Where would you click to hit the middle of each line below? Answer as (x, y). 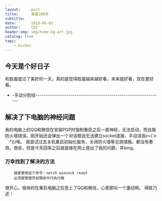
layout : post (23, 9)
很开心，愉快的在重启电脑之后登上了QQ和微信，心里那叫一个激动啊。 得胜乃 (81, 187)
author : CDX (21, 28)
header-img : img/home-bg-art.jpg (39, 32)
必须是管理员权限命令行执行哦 (39, 178)
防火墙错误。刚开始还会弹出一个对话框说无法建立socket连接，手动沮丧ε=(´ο (81, 136)
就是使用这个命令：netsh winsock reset (51, 173)
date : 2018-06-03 (29, 23)
